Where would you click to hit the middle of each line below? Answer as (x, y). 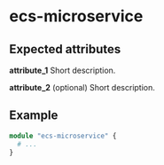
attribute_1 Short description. (62, 70)
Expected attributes (65, 49)
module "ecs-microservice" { (63, 136)
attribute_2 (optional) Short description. (82, 87)
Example (34, 116)
